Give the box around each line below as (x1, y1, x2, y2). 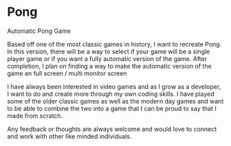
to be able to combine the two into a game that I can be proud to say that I (7, 104, 217, 112)
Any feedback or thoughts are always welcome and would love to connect (7, 125, 217, 133)
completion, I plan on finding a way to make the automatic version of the (7, 62, 212, 70)
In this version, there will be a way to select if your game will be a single (7, 47, 210, 56)
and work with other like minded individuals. (7, 132, 132, 141)
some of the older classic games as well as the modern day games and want (7, 97, 224, 105)
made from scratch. (7, 111, 63, 120)
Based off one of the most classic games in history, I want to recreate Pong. (7, 40, 222, 48)
